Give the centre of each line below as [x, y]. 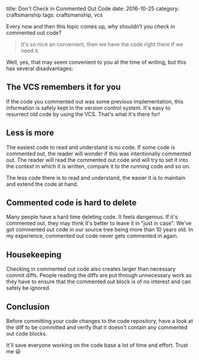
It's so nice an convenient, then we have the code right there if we [102, 44]
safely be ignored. [28, 288]
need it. [30, 51]
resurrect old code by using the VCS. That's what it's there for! [83, 114]
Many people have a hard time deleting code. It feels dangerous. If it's [92, 217]
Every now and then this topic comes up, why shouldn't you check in [91, 26]
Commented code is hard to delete [71, 203]
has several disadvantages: [40, 68]
